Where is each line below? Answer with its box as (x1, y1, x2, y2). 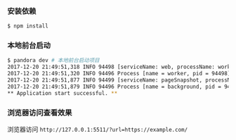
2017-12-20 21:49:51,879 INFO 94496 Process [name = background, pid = (7, 83, 221, 90)
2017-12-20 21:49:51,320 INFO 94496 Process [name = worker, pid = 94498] (7, 70, 231, 77)
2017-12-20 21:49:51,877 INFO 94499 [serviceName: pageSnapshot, (7, 77, 202, 84)
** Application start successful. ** (7, 89, 118, 96)
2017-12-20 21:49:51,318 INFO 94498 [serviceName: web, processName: (7, 63, 216, 71)
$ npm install (7, 23, 49, 30)
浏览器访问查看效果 (7, 108, 72, 117)
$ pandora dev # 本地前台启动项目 (7, 57, 100, 64)
